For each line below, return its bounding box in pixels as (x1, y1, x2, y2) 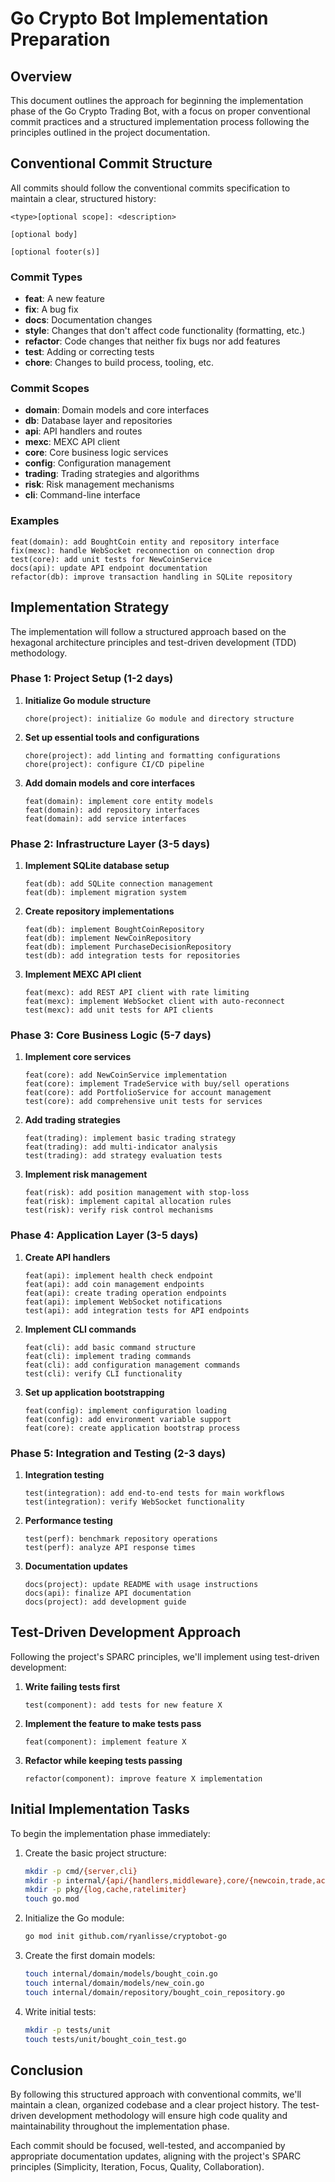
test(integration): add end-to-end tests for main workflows (24, 1488, 286, 1498)
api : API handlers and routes (24, 425, 143, 437)
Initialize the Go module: (24, 1912, 125, 1924)
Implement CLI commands (24, 1323, 137, 1335)
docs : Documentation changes (24, 314, 153, 326)
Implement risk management (24, 1168, 148, 1181)
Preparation (10, 28, 111, 51)
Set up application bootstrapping (24, 1386, 165, 1398)
